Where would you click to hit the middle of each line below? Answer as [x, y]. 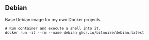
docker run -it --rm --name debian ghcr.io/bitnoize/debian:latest [75, 33]
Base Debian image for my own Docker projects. [53, 19]
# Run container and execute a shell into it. [53, 28]
